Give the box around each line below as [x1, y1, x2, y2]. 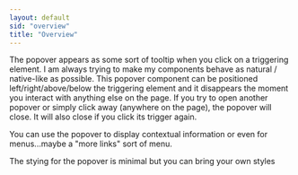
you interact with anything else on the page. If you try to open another [9, 92, 268, 103]
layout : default [9, 13, 70, 22]
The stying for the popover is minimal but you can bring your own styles [9, 156, 276, 167]
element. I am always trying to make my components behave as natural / [9, 64, 277, 74]
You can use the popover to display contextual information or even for [9, 129, 267, 140]
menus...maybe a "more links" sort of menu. [9, 138, 173, 149]
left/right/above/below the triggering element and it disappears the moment [9, 83, 289, 94]
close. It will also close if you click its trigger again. [9, 111, 197, 122]
